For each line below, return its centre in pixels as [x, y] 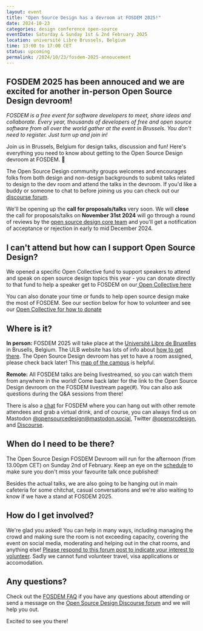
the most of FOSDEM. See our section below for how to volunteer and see [98, 303]
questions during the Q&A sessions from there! [65, 394]
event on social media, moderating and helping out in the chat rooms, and [98, 543]
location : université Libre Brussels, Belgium [66, 40]
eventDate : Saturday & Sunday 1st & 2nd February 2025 [77, 35]
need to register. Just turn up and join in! [57, 135]
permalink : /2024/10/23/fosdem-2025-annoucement [69, 57]
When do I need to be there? [61, 444]
